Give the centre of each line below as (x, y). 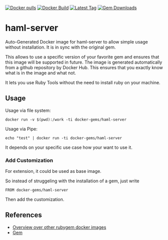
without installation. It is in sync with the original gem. (61, 47)
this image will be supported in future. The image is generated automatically (84, 62)
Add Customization (29, 160)
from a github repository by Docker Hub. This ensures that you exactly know (84, 67)
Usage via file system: (28, 110)
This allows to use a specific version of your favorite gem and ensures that (82, 57)
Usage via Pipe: (21, 129)
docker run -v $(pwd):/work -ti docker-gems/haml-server (66, 119)
